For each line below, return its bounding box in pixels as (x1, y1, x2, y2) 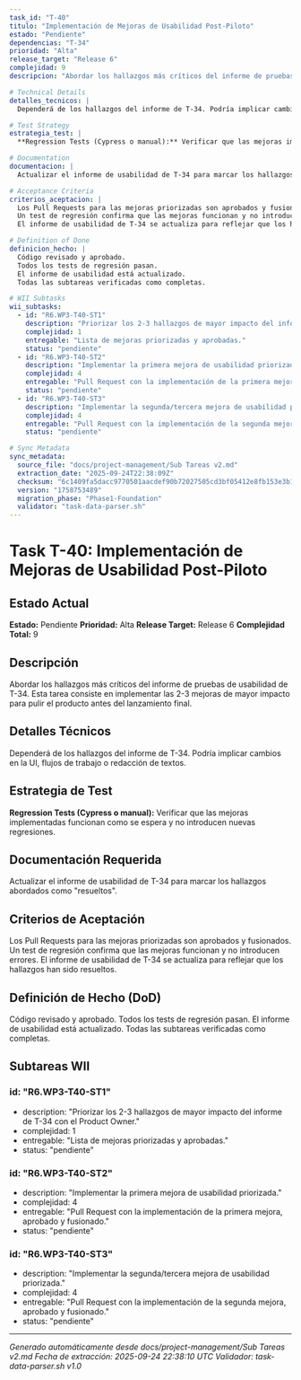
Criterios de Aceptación (9, 911, 145, 927)
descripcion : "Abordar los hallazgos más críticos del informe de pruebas (9, 72, 295, 81)
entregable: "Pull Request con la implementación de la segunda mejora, (21, 1296, 287, 1307)
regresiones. (9, 826, 56, 837)
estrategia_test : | (9, 129, 82, 138)
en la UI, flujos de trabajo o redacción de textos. (9, 757, 186, 768)
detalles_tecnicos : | (9, 96, 90, 105)
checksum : (17, 477, 54, 486)
